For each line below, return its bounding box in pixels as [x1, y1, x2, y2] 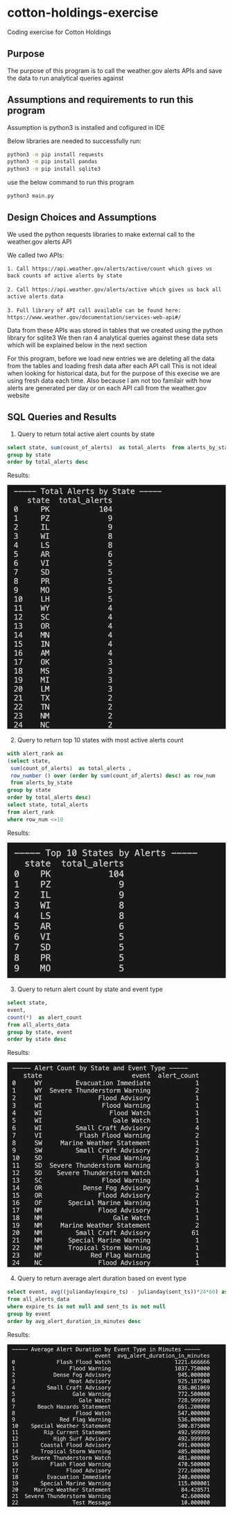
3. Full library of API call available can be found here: [7, 307, 182, 314]
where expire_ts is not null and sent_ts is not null [7, 1304, 166, 1311]
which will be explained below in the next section [7, 340, 148, 349]
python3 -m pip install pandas [7, 158, 98, 165]
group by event [7, 1311, 51, 1317]
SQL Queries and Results [7, 411, 117, 423]
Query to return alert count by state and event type [17, 985, 163, 994]
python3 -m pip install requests [7, 151, 104, 158]
